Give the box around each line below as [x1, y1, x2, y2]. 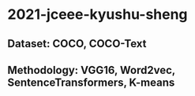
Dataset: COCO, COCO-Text [7, 37, 147, 50]
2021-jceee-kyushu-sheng [7, 6, 188, 24]
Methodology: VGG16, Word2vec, [7, 63, 175, 76]
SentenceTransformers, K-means [7, 76, 175, 89]
